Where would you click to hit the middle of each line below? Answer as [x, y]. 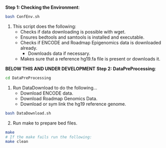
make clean [17, 142]
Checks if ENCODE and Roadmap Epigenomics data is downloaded [91, 42]
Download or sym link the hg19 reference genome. [73, 104]
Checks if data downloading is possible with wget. [73, 32]
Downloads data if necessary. [59, 53]
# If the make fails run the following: [49, 137]
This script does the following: [44, 26]
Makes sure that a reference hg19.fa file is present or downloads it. [90, 58]
